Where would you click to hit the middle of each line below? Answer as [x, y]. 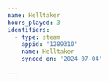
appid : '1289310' [50, 45]
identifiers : [29, 30]
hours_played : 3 [34, 23]
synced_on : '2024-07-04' [62, 59]
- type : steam [37, 37]
